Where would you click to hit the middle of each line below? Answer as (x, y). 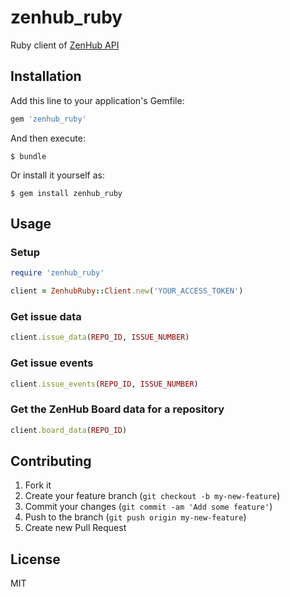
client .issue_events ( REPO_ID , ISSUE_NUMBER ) (104, 384)
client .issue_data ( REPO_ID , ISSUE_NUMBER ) (100, 337)
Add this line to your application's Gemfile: (97, 100)
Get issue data (46, 316)
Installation (46, 76)
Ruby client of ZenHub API (65, 45)
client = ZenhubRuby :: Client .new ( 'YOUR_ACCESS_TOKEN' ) (127, 291)
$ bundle (28, 156)
